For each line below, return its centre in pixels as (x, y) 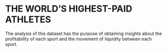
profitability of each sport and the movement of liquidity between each (79, 39)
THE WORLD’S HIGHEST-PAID (69, 9)
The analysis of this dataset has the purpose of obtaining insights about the (84, 33)
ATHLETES (28, 19)
